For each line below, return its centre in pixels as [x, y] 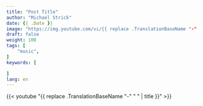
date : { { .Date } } [29, 23]
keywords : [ [21, 62]
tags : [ [16, 46]
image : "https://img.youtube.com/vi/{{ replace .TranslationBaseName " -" [102, 29]
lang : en [17, 79]
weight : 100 [21, 40]
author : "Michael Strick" [39, 18]
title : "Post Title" [33, 12]
